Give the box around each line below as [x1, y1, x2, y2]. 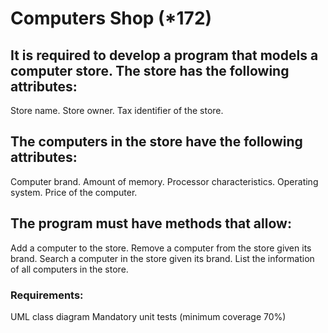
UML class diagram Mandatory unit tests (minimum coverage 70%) [10, 310, 287, 322]
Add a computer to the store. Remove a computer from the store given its [10, 242, 312, 254]
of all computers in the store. [10, 263, 129, 275]
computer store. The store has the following [10, 62, 290, 79]
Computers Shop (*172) [10, 7, 213, 30]
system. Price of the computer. [10, 186, 138, 198]
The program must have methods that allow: [10, 215, 292, 232]
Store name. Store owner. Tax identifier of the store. [10, 105, 224, 116]
